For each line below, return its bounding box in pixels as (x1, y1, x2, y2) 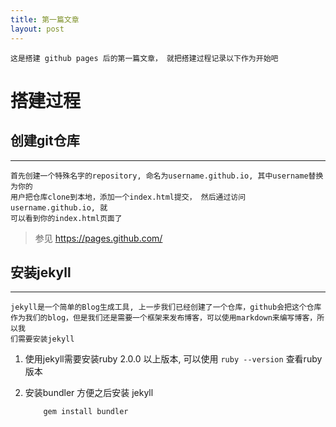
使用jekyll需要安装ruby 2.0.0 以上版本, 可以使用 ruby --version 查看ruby (24, 353, 323, 365)
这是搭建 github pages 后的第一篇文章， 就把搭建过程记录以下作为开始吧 (10, 53, 279, 63)
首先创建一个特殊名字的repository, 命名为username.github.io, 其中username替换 (10, 171, 324, 181)
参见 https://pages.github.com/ (34, 232, 163, 244)
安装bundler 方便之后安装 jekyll (24, 387, 154, 399)
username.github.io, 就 (10, 202, 108, 213)
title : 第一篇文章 (10, 14, 80, 25)
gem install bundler (43, 407, 129, 417)
